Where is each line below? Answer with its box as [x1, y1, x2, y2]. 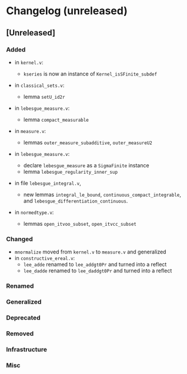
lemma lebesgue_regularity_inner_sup [23, 168, 118, 175]
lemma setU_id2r [23, 93, 65, 100]
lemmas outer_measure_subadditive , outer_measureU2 [23, 139, 153, 146]
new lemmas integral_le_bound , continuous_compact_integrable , [23, 191, 181, 198]
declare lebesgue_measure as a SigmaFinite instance [23, 161, 149, 169]
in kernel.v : [14, 58, 44, 66]
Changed [6, 235, 34, 243]
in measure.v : [14, 127, 46, 134]
